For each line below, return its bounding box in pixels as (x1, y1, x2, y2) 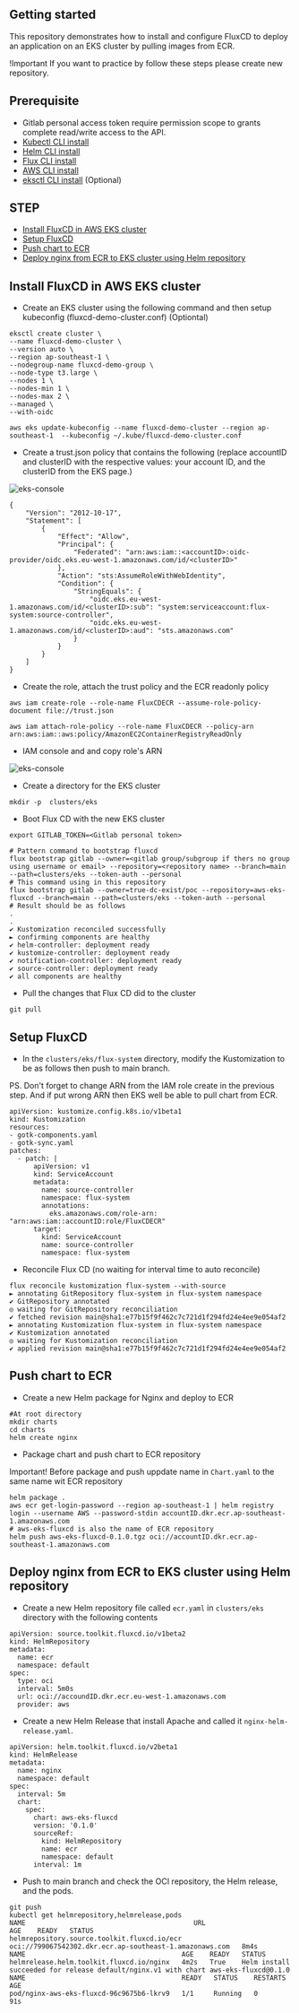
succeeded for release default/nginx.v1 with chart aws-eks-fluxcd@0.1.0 (9, 1965, 291, 1974)
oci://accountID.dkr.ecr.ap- (149, 1532, 258, 1541)
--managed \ (9, 400, 54, 409)
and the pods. (21, 1885, 74, 1896)
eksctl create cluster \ (9, 329, 102, 339)
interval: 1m (32, 1860, 82, 1869)
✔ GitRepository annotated (9, 1297, 110, 1306)
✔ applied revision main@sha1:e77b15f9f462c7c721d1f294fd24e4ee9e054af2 (9, 1344, 286, 1353)
